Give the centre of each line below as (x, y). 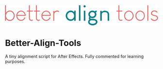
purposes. (15, 61)
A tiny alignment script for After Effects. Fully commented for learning (74, 56)
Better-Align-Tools (43, 43)
